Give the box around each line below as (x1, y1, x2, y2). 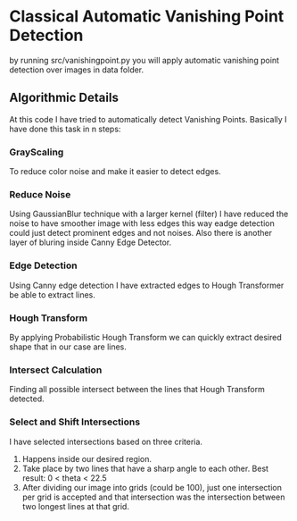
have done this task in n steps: (9, 123, 121, 134)
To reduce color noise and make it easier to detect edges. (9, 166, 221, 177)
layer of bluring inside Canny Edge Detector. (9, 237, 172, 248)
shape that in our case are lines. (9, 341, 128, 352)
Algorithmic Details (9, 90, 119, 105)
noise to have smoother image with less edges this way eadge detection (9, 218, 275, 229)
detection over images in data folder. (9, 64, 144, 75)
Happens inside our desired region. (21, 453, 153, 464)
